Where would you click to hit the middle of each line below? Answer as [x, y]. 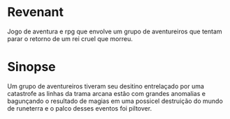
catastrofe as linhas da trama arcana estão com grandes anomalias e [107, 93]
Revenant [36, 12]
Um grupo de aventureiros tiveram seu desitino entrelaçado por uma [106, 86]
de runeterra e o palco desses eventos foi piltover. [80, 108]
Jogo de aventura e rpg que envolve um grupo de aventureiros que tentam [115, 31]
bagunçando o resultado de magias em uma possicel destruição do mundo [115, 101]
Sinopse [31, 67]
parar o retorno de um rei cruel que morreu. [70, 38]
